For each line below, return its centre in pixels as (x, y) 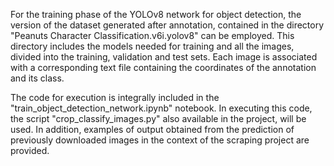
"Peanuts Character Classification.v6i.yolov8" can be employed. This (152, 35)
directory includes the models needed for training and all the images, (152, 46)
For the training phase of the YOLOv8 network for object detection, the (156, 14)
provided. (30, 150)
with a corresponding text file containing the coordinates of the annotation (163, 67)
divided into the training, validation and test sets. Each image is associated (164, 57)
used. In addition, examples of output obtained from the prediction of (152, 129)
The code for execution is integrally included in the (115, 97)
